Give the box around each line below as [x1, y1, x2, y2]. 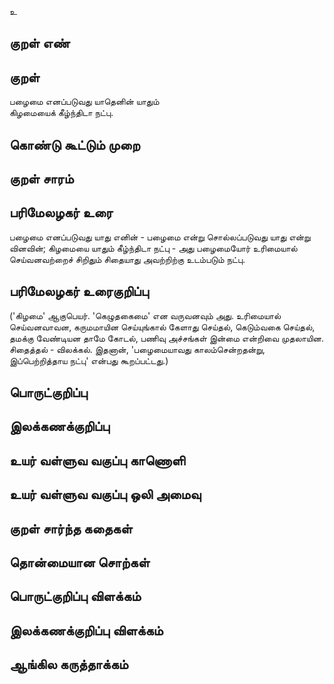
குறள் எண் [9, 35, 71, 52]
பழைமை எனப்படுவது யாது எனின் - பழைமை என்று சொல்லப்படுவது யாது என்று [9, 231, 311, 243]
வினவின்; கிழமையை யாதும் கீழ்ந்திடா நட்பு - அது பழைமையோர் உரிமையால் [9, 242, 298, 254]
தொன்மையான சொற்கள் [9, 554, 151, 571]
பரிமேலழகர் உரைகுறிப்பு [9, 283, 149, 300]
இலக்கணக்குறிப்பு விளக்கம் [9, 622, 164, 639]
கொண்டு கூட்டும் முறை [9, 136, 141, 153]
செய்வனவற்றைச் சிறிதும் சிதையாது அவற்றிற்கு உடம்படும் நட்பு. [9, 253, 246, 265]
